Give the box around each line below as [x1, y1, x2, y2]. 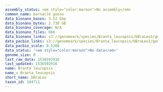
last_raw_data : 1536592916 [5, 57, 60, 62]
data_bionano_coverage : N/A [5, 25, 62, 30]
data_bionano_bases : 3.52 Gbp [5, 16, 66, 21]
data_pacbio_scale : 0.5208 [5, 43, 60, 48]
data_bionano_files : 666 [5, 30, 55, 35]
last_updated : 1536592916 [5, 61, 57, 66]
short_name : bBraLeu [5, 75, 47, 80]
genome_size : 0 [5, 52, 36, 57]
